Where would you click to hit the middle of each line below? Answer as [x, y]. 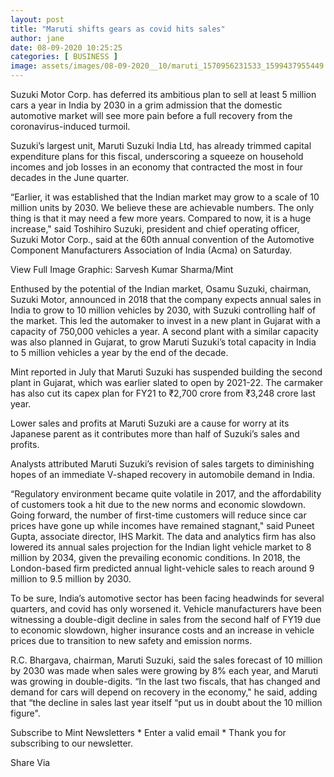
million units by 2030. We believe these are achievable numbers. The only [162, 207]
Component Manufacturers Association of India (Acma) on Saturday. [151, 250]
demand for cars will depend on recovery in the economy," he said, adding [164, 692]
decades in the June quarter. [70, 177]
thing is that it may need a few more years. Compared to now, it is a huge [161, 218]
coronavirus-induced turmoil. [70, 126]
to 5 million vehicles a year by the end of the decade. [119, 352]
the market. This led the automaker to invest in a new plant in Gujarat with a [165, 320]
